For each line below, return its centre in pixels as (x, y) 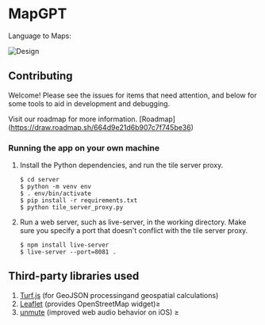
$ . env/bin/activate (55, 194)
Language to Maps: (40, 36)
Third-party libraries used (74, 276)
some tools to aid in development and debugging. (89, 103)
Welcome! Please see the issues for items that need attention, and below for (132, 95)
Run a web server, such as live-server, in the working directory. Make (133, 222)
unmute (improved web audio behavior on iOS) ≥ (100, 312)
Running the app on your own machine (84, 147)
